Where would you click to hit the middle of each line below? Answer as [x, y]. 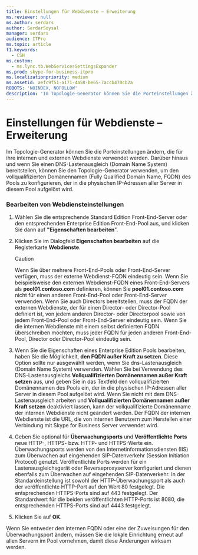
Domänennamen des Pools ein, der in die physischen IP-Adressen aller [100, 388]
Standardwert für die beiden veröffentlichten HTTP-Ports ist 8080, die [100, 499]
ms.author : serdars [30, 22]
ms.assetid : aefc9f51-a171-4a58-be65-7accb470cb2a [70, 83]
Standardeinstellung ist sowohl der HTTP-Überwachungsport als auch [100, 480]
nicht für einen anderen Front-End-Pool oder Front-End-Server [91, 295]
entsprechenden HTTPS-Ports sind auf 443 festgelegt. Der [86, 493]
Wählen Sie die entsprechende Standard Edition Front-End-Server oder [101, 217]
